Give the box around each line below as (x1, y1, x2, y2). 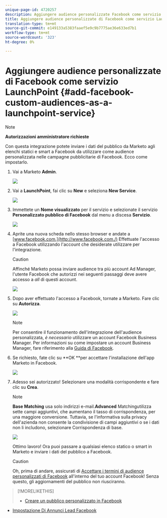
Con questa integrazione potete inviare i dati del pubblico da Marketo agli (5, 143, 156, 149)
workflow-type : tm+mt (5, 30, 50, 35)
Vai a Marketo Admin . (12, 168, 57, 174)
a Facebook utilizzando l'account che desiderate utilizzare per (12, 241, 140, 247)
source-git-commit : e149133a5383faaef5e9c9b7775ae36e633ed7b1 (5, 26, 137, 31)
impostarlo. (5, 159, 28, 165)
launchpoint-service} (5, 107, 95, 119)
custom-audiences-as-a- (5, 97, 113, 108)
